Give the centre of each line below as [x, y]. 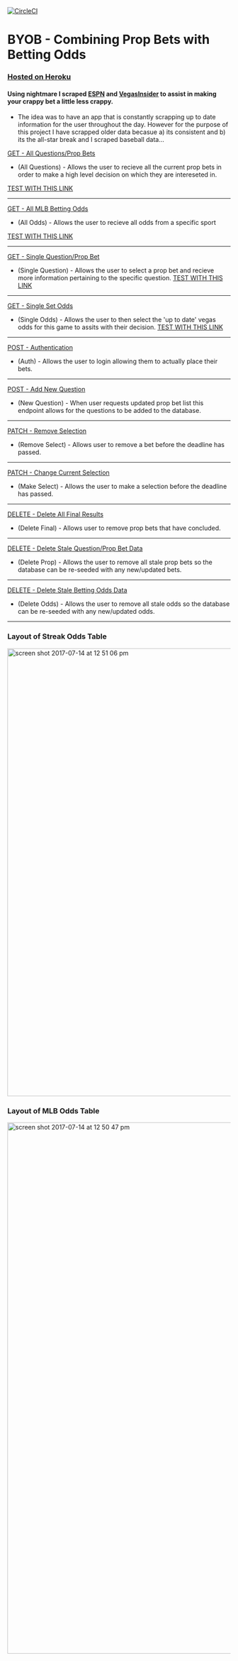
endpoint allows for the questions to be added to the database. [109, 411]
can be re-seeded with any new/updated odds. [86, 612]
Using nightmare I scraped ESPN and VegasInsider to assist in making [112, 94]
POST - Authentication [40, 348]
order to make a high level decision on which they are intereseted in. [117, 175]
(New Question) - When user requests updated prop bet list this [110, 403]
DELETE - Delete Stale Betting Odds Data [67, 590]
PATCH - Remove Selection [47, 431]
